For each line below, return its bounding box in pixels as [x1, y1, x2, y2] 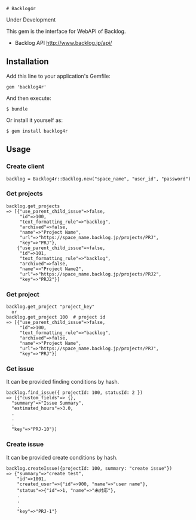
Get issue [6, 365, 35, 373]
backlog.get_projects [6, 203, 60, 209]
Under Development [6, 16, 56, 23]
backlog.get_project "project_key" [6, 304, 95, 310]
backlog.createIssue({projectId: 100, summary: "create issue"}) [6, 465, 172, 472]
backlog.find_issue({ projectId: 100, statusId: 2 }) [6, 390, 143, 396]
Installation [6, 57, 49, 67]
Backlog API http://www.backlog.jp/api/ [14, 39, 112, 46]
